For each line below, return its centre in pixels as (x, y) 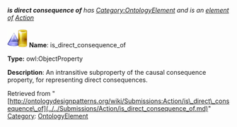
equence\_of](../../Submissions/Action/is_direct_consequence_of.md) (108, 108)
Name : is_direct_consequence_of (77, 45)
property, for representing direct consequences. (78, 80)
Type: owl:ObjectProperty (45, 59)
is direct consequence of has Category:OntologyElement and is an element (118, 10)
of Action (21, 18)
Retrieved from (29, 93)
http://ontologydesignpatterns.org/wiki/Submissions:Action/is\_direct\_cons (120, 101)
